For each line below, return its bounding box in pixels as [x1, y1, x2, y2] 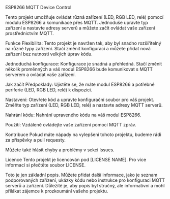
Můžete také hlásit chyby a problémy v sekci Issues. [5, 147, 115, 153]
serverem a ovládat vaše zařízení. [5, 72, 76, 78]
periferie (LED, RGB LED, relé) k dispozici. [5, 87, 93, 93]
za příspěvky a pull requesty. [5, 137, 66, 143]
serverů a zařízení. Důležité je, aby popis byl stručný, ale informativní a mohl [5, 183, 165, 188]
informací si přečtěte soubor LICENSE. [5, 162, 86, 168]
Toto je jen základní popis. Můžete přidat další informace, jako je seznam [5, 172, 158, 178]
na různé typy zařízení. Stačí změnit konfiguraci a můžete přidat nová [5, 46, 151, 51]
